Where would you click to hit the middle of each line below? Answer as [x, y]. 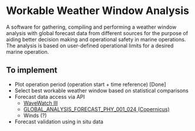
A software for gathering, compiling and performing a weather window [91, 27]
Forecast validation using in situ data [59, 122]
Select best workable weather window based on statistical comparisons [102, 90]
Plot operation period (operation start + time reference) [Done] [90, 84]
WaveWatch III [41, 103]
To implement [32, 70]
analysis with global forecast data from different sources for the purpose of [97, 33]
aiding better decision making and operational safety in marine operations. [96, 39]
